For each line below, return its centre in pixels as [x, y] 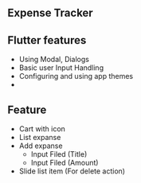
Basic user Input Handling [61, 68]
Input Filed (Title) [59, 154]
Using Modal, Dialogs [54, 60]
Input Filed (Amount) [65, 163]
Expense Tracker [50, 13]
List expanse [40, 138]
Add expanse [41, 146]
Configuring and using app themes [76, 76]
